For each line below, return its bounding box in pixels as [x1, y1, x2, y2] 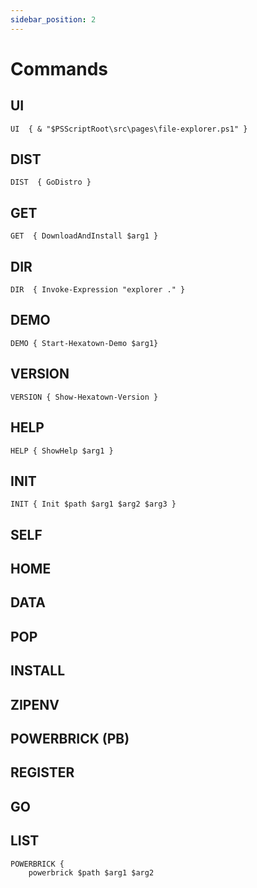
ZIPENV [10, 696, 60, 713]
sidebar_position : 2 [10, 14, 97, 25]
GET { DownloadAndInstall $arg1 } [10, 231, 159, 241]
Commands [10, 57, 109, 80]
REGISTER [10, 764, 75, 781]
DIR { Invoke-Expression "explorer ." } [10, 285, 186, 295]
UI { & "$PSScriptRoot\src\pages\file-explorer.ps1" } [10, 124, 248, 134]
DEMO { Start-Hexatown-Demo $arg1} [10, 338, 159, 348]
